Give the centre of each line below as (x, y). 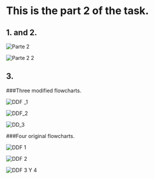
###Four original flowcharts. (41, 136)
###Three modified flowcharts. (44, 90)
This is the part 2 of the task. (78, 11)
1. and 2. (22, 33)
